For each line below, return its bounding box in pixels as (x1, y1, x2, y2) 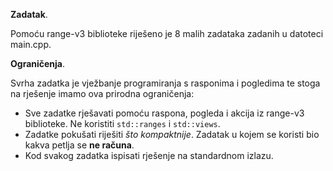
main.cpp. (10, 39, 52, 50)
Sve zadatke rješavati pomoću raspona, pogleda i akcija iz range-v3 (24, 107, 305, 119)
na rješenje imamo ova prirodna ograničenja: (10, 88, 195, 99)
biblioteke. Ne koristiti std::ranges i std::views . (24, 118, 221, 129)
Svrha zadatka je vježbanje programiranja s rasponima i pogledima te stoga (10, 77, 321, 89)
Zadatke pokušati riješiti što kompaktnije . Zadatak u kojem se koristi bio (24, 129, 320, 140)
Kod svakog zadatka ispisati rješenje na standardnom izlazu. (24, 150, 274, 161)
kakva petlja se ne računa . (24, 139, 135, 151)
